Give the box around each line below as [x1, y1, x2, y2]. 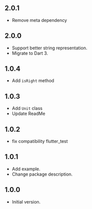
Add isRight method [11, 78, 54, 84]
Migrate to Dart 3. [11, 50, 48, 56]
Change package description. [11, 171, 73, 177]
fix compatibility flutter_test [11, 138, 68, 144]
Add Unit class [11, 105, 43, 111]
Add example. [11, 166, 41, 172]
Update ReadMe [11, 110, 46, 116]
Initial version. [11, 199, 41, 205]
